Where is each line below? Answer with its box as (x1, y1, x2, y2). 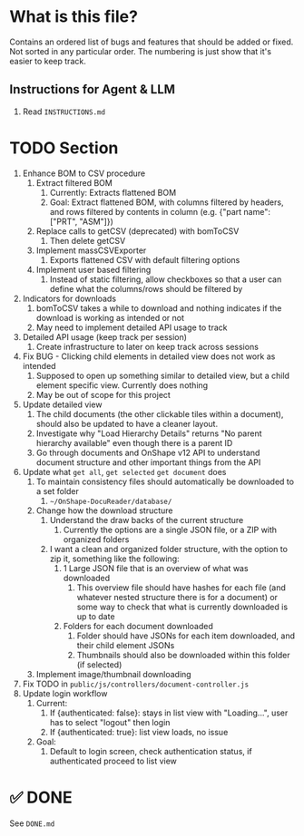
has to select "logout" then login (49, 716, 171, 727)
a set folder (35, 485, 80, 496)
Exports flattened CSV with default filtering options (49, 254, 240, 265)
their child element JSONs (76, 639, 175, 650)
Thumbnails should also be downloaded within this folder (76, 649, 290, 660)
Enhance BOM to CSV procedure (22, 168, 146, 179)
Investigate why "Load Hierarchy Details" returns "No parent (35, 428, 262, 439)
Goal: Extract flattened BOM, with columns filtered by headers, (49, 197, 284, 208)
